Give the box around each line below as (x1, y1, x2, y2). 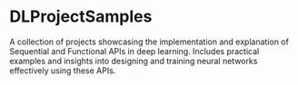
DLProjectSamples (9, 6, 153, 27)
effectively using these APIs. (9, 65, 116, 76)
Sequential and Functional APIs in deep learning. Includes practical (9, 45, 260, 56)
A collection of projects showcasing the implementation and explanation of (9, 36, 289, 47)
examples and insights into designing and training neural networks (9, 55, 258, 66)
